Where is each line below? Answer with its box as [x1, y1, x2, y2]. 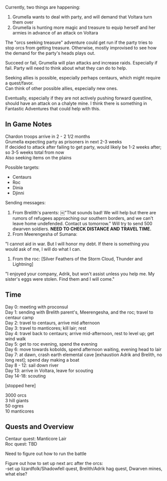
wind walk [5, 336, 26, 342]
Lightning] [12, 261, 34, 267]
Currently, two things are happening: [5, 4, 81, 10]
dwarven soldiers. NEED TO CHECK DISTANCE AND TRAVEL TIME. [12, 226, 152, 232]
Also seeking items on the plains [5, 154, 72, 160]
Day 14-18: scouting [5, 373, 46, 379]
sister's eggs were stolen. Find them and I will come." [5, 276, 115, 282]
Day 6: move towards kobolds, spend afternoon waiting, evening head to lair [5, 346, 162, 352]
